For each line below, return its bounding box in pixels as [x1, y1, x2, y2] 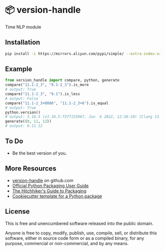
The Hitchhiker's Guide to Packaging [12, 188, 87, 194]
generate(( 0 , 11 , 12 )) [5, 119, 52, 124]
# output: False [5, 96, 38, 101]
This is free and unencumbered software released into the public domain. [5, 220, 154, 226]
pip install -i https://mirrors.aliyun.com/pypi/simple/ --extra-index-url [5, 51, 164, 56]
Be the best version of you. [12, 150, 67, 156]
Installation [5, 38, 40, 47]
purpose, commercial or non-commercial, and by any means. [5, 240, 129, 246]
